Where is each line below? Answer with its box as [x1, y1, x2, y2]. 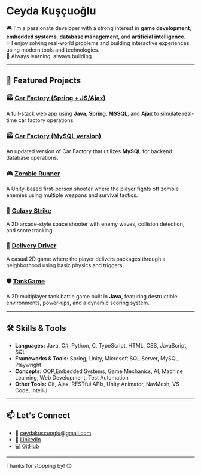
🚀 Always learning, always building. [6, 52, 94, 59]
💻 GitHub [14, 443, 39, 450]
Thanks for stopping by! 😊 [6, 462, 72, 469]
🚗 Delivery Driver [6, 241, 57, 250]
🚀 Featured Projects [6, 76, 81, 86]
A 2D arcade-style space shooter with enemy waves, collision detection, [6, 220, 185, 228]
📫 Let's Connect [6, 410, 71, 421]
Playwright [14, 361, 42, 368]
